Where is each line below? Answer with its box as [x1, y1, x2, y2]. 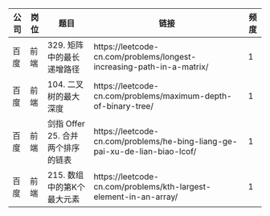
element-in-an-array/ [93, 191, 178, 202]
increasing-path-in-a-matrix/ [93, 61, 209, 72]
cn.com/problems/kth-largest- [93, 181, 211, 192]
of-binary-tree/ [93, 101, 154, 111]
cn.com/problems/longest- [93, 52, 197, 62]
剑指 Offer [47, 118, 86, 129]
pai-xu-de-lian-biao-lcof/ [93, 146, 197, 156]
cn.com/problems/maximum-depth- [93, 90, 232, 102]
